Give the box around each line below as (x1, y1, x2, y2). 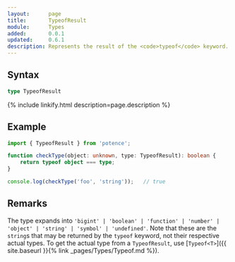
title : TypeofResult (7, 17, 87, 24)
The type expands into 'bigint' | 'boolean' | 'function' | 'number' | (7, 216, 220, 225)
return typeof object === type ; (20, 159, 115, 166)
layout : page (7, 10, 61, 18)
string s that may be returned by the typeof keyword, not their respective (7, 231, 220, 239)
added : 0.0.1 (7, 30, 65, 37)
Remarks (7, 198, 48, 210)
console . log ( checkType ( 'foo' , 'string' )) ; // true (7, 178, 166, 185)
